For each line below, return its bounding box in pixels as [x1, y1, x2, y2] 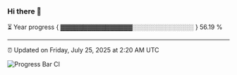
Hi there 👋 [7, 6, 42, 16]
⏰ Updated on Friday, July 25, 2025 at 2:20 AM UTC [7, 46, 159, 54]
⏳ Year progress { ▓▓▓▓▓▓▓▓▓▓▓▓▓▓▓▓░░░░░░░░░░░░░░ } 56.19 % [7, 23, 223, 31]
